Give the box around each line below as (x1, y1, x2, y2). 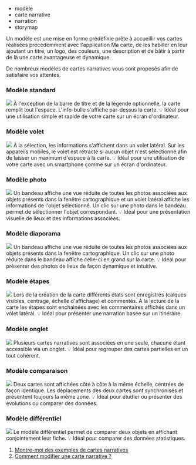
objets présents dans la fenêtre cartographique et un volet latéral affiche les (6, 196, 190, 203)
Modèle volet (6, 127, 45, 136)
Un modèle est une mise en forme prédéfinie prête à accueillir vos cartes (6, 35, 183, 42)
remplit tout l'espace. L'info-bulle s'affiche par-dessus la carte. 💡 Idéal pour (6, 106, 189, 113)
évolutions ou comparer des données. (6, 400, 98, 407)
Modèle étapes (6, 277, 50, 285)
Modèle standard (6, 86, 56, 94)
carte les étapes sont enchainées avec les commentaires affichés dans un (6, 304, 185, 311)
